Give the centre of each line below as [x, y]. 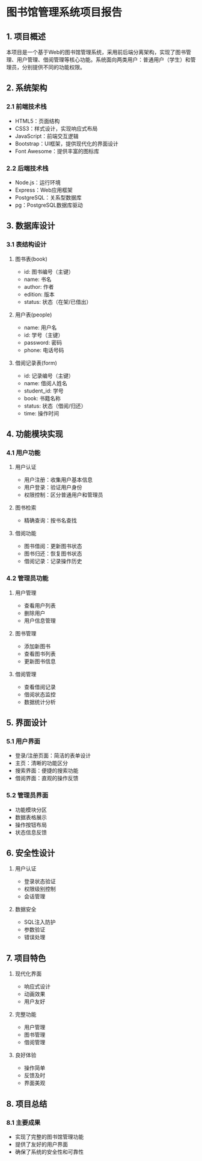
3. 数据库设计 [31, 226]
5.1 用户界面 [23, 741]
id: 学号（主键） [44, 335]
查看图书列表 [40, 653]
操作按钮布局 [31, 825]
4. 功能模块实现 [35, 434]
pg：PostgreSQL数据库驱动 [49, 205]
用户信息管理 [40, 620]
